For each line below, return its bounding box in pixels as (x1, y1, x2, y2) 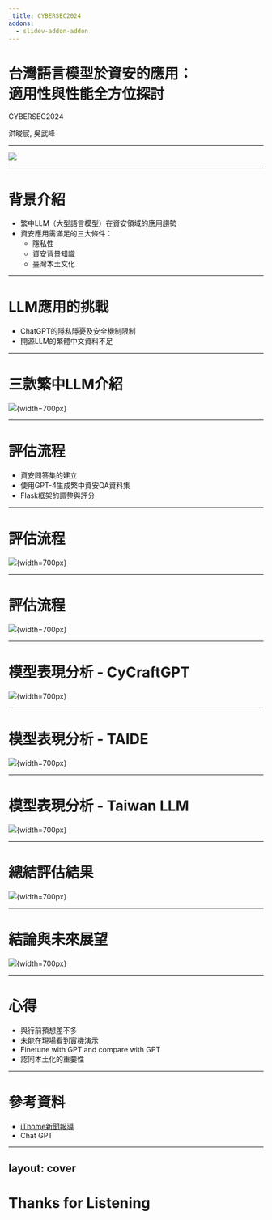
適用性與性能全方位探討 (8, 84, 165, 103)
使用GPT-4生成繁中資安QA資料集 (19, 481, 131, 491)
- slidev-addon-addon (15, 27, 89, 35)
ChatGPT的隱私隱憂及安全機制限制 (19, 326, 136, 336)
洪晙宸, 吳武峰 (8, 129, 55, 138)
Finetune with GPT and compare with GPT (19, 1044, 161, 1054)
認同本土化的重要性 (19, 1054, 85, 1064)
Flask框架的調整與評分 (19, 491, 96, 500)
